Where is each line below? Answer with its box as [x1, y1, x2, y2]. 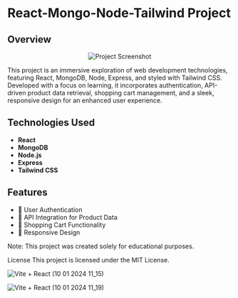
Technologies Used [7, 117, 95, 129]
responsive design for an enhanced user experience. [7, 96, 162, 105]
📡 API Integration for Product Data [17, 213, 118, 221]
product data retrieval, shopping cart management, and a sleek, [27, 89, 214, 97]
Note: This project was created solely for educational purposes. [7, 242, 195, 250]
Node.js [17, 151, 42, 159]
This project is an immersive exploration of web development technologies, [7, 66, 228, 74]
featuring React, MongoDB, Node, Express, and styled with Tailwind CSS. [7, 73, 222, 82]
